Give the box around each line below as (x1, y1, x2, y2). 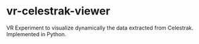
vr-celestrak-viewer (6, 4, 110, 18)
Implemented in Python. (6, 30, 67, 37)
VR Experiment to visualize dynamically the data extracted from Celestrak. (6, 24, 194, 31)
